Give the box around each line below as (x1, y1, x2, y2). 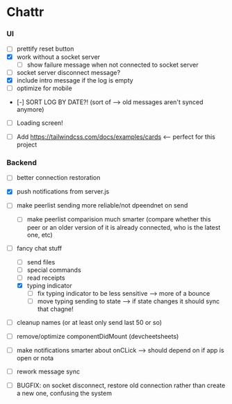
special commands (26, 265, 81, 274)
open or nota (16, 354, 53, 362)
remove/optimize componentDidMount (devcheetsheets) (16, 333, 179, 341)
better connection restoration (16, 174, 101, 182)
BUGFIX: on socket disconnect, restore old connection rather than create (16, 381, 226, 389)
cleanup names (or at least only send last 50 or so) (16, 318, 163, 326)
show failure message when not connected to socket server (26, 60, 199, 69)
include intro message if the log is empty (16, 76, 133, 84)
